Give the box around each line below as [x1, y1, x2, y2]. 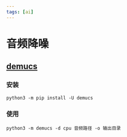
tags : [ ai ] [6, 8, 34, 15]
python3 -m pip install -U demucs [6, 95, 94, 101]
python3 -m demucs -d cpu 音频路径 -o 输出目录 [6, 125, 121, 131]
